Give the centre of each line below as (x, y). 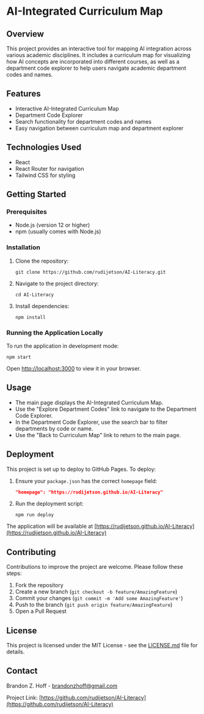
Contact (22, 671)
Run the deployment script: (49, 504)
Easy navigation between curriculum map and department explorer (99, 128)
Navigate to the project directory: (57, 284)
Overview (25, 34)
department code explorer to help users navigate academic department (96, 68)
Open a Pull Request (41, 611)
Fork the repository (39, 585)
